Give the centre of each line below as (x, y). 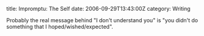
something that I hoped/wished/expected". (60, 27)
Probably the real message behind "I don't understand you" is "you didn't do (102, 20)
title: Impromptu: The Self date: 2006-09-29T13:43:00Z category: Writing (98, 9)
